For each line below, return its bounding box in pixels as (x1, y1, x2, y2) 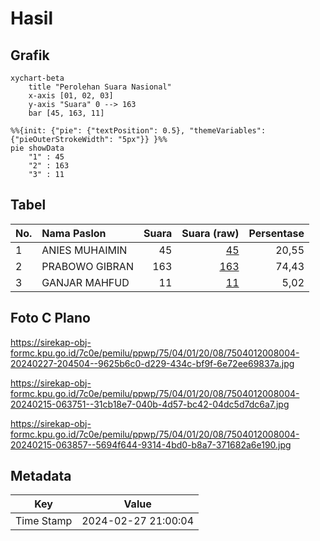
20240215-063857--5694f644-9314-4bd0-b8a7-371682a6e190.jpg (10, 438, 292, 451)
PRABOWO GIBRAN (41, 259, 134, 273)
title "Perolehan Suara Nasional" (28, 82, 172, 92)
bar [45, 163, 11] (28, 108, 105, 118)
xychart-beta (10, 73, 65, 83)
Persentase (248, 226, 305, 240)
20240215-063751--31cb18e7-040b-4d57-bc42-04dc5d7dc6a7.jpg (10, 398, 290, 410)
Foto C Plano (10, 310, 91, 327)
